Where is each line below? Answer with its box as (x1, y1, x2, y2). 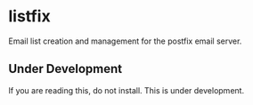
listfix (8, 6, 51, 27)
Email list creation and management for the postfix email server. (8, 36, 242, 46)
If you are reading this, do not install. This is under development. (8, 85, 245, 95)
